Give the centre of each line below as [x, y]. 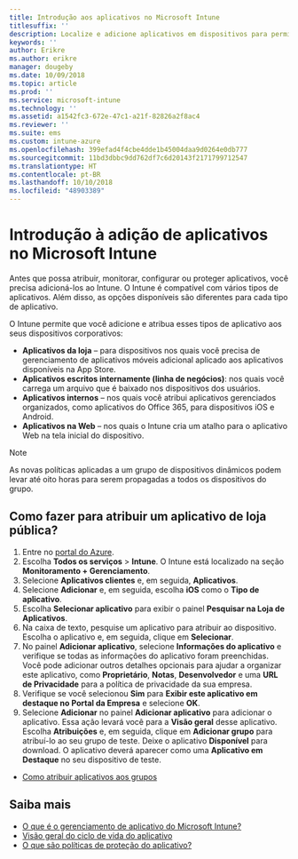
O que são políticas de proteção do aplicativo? [107, 845]
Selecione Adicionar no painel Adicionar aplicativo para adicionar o [147, 712]
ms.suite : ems [35, 133]
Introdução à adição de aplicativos [139, 235]
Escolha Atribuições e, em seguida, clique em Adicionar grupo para [147, 731]
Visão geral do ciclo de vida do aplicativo [97, 835]
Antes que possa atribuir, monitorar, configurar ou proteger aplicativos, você [149, 278]
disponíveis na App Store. [69, 369]
